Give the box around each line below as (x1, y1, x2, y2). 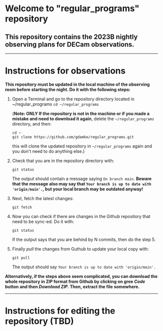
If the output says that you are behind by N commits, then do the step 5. (12, 237, 156, 242)
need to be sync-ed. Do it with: (12, 219, 74, 224)
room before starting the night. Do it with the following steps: (5, 86, 131, 92)
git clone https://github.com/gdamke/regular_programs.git (12, 134, 134, 139)
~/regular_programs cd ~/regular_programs (12, 101, 99, 107)
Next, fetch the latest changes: (12, 195, 74, 201)
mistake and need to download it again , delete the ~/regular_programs (12, 115, 154, 122)
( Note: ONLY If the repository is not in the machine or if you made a (12, 110, 150, 116)
